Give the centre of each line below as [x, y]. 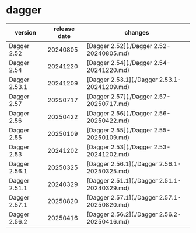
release [64, 29]
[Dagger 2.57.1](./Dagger [122, 197]
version [25, 32]
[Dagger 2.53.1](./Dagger [122, 80]
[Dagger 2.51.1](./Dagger [122, 180]
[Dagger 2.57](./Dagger [120, 96]
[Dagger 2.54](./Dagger [120, 63]
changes [137, 32]
